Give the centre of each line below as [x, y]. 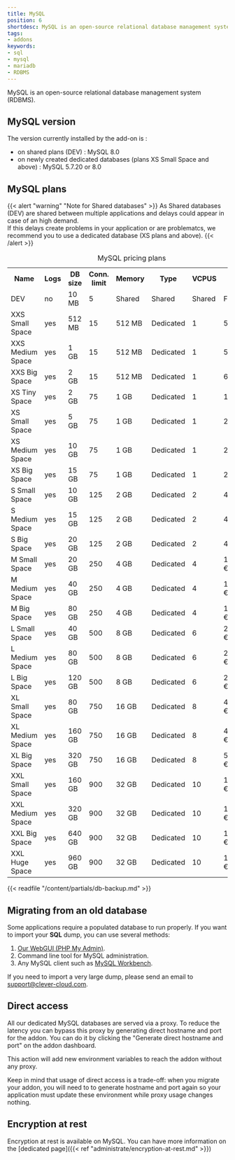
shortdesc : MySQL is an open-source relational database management [109, 27]
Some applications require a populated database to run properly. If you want [117, 927]
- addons [20, 40]
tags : [15, 33]
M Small [24, 559]
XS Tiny [23, 393]
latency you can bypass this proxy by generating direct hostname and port [114, 1030]
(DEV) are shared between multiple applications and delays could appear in [116, 214]
